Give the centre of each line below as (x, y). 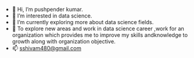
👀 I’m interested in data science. (52, 16)
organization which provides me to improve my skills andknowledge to (100, 35)
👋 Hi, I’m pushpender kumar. (47, 9)
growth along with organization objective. (64, 41)
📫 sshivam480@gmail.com (47, 48)
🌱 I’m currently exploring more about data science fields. (83, 22)
